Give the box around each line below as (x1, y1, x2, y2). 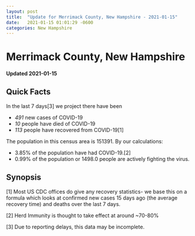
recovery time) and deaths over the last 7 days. (6, 200, 121, 207)
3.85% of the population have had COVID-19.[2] (14, 149, 131, 156)
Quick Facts (6, 87, 51, 97)
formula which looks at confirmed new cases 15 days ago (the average (6, 194, 178, 201)
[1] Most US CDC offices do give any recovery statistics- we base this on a (6, 188, 187, 195)
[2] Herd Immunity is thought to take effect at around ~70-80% (6, 212, 159, 219)
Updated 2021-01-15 (6, 70, 57, 77)
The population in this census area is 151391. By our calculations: (6, 137, 163, 144)
